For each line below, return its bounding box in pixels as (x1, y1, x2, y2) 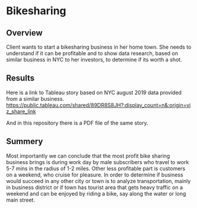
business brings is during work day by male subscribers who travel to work (6, 158, 189, 165)
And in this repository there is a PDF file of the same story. (6, 119, 148, 126)
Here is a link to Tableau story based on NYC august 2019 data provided (6, 89, 182, 96)
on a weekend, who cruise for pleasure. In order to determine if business (6, 171, 183, 178)
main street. (6, 196, 35, 203)
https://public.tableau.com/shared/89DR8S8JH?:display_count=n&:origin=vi (6, 101, 191, 108)
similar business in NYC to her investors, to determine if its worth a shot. (6, 56, 182, 63)
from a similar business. (6, 95, 64, 102)
